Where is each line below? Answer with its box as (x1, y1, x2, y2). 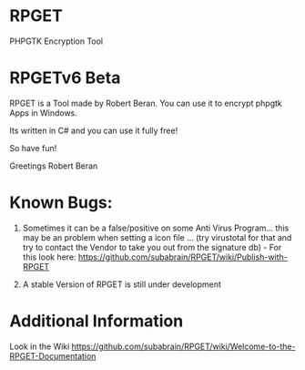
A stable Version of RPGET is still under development (22, 279, 221, 290)
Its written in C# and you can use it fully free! (9, 125, 178, 136)
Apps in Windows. (9, 107, 77, 118)
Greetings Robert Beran (9, 160, 98, 171)
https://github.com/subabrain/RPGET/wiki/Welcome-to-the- (71, 341, 296, 352)
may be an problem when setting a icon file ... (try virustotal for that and (22, 231, 292, 242)
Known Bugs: (9, 192, 113, 213)
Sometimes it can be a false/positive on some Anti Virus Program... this (22, 222, 290, 233)
